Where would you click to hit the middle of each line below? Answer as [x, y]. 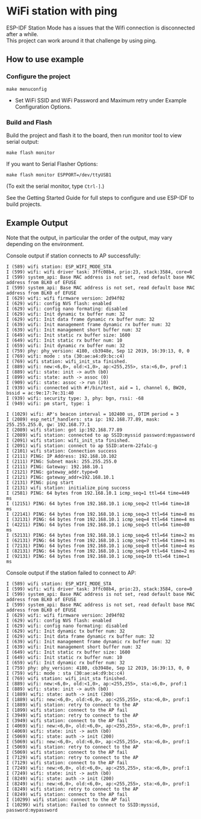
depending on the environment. [45, 244]
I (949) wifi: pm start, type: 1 [48, 403]
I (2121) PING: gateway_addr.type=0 [52, 472]
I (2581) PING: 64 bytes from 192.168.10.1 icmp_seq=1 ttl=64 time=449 [98, 493]
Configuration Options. [43, 107]
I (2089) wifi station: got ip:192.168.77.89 [64, 430]
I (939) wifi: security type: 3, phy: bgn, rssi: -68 [75, 398]
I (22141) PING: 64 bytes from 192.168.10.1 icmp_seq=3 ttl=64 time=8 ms [101, 514]
